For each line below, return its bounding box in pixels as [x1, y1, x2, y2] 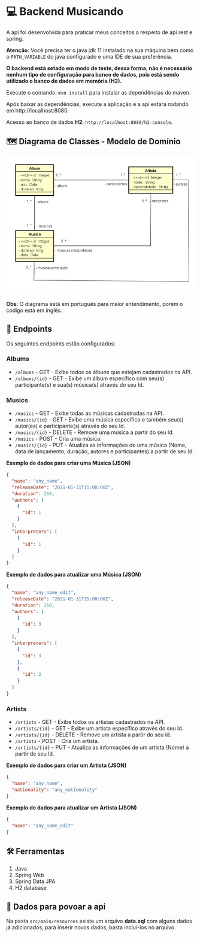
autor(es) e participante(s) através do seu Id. [14, 423, 126, 430]
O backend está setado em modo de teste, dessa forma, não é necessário [6, 64, 193, 72]
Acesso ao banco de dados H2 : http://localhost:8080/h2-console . [6, 118, 173, 126]
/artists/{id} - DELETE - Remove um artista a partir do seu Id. [14, 731, 172, 738]
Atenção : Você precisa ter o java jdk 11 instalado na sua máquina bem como [6, 46, 194, 54]
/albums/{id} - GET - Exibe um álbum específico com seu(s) [14, 375, 165, 382]
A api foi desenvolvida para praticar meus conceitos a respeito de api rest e [6, 28, 193, 36]
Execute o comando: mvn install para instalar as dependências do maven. [6, 89, 191, 96]
